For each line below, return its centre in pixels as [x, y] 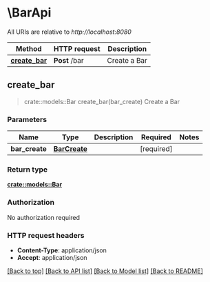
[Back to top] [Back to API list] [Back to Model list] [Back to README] [105, 271]
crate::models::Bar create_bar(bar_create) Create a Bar [102, 101]
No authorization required [44, 217]
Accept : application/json [52, 257]
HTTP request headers [46, 235]
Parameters [27, 119]
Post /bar [69, 60]
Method [29, 48]
